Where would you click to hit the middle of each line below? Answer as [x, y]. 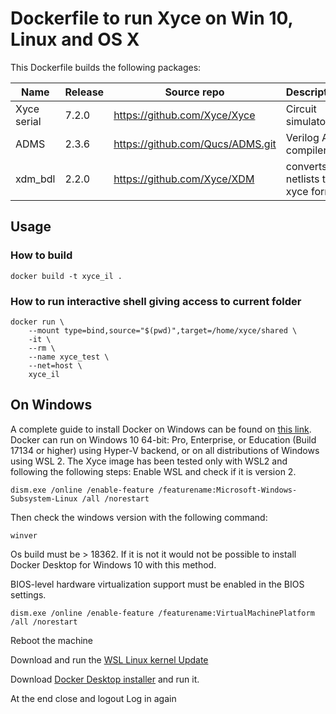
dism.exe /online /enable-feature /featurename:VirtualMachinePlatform [162, 613]
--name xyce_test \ [69, 357]
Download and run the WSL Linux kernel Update [109, 659]
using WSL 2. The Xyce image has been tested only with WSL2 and [149, 461]
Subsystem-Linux [44, 498]
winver [24, 535]
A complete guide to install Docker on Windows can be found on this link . [161, 429]
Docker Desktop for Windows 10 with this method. [113, 564]
